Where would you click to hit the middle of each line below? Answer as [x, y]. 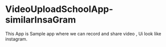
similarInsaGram [41, 20]
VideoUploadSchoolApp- [59, 9]
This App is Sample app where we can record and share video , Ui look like [83, 33]
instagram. [16, 39]
